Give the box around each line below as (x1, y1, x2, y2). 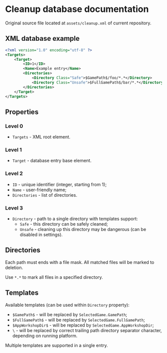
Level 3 (5, 204, 23, 211)
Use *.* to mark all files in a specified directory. (5, 274, 103, 280)
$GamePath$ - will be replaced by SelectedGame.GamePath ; (12, 311, 128, 317)
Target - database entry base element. (12, 158, 92, 164)
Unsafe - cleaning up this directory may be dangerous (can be (19, 226, 147, 232)
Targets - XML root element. (12, 134, 71, 140)
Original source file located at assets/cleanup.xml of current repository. (5, 20, 152, 26)
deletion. (5, 264, 23, 270)
